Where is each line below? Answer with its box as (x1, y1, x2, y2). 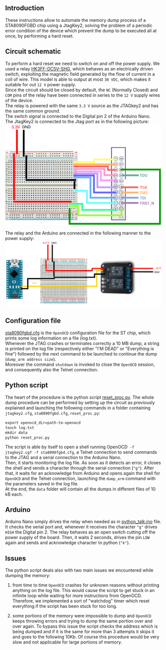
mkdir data (5, 430, 28, 435)
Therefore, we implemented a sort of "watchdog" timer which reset (12, 598, 150, 604)
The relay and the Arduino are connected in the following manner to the (5, 230, 151, 236)
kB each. (5, 491, 23, 497)
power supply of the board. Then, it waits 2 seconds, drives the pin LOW (5, 534, 150, 540)
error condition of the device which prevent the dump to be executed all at (5, 27, 157, 34)
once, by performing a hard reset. (5, 33, 74, 39)
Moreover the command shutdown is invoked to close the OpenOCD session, (5, 361, 155, 367)
